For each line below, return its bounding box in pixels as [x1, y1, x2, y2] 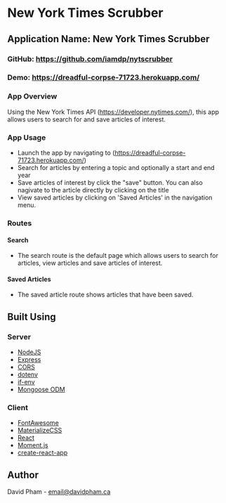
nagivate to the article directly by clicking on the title [17, 186, 170, 195]
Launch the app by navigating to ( [17, 149, 115, 157]
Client [7, 403, 28, 412]
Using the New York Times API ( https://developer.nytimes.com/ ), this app [7, 107, 220, 116]
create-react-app [17, 448, 68, 457]
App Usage [7, 132, 46, 142]
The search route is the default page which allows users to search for [17, 251, 219, 260]
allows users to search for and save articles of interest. [7, 115, 166, 124]
